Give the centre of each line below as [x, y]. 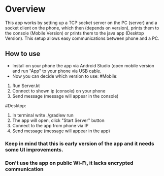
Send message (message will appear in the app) [61, 131]
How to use [23, 54]
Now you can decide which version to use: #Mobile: [65, 76]
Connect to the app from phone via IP [50, 125]
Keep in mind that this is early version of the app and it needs [80, 144]
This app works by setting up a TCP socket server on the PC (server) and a [81, 23]
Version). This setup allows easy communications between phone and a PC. [82, 38]
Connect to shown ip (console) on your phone [59, 91]
